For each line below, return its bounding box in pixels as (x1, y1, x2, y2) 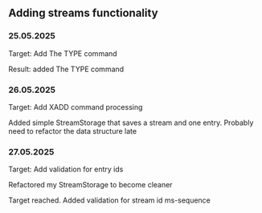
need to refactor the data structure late (8, 126, 137, 135)
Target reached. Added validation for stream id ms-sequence (8, 195, 211, 205)
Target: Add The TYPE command (8, 48, 118, 58)
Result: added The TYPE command (8, 64, 125, 74)
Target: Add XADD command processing (8, 102, 143, 111)
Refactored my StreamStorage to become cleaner (8, 180, 173, 190)
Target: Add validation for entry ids (8, 164, 124, 175)
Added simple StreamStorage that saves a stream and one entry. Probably (8, 118, 254, 127)
